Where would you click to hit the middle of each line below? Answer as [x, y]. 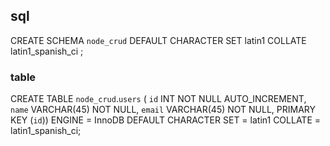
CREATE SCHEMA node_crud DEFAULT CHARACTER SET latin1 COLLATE [158, 40]
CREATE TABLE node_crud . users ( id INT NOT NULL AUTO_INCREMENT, [158, 99]
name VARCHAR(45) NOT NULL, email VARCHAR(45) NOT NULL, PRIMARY [163, 110]
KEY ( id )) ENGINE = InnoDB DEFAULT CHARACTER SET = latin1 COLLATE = [166, 120]
